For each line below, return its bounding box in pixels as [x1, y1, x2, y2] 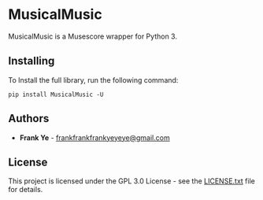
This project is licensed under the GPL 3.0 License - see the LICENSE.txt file [8, 176, 256, 186]
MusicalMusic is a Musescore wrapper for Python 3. [8, 31, 177, 41]
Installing [8, 54, 55, 68]
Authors [8, 112, 50, 125]
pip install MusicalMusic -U [8, 91, 104, 98]
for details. [8, 185, 43, 194]
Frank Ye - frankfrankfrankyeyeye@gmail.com [19, 132, 171, 143]
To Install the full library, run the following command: [8, 75, 179, 84]
